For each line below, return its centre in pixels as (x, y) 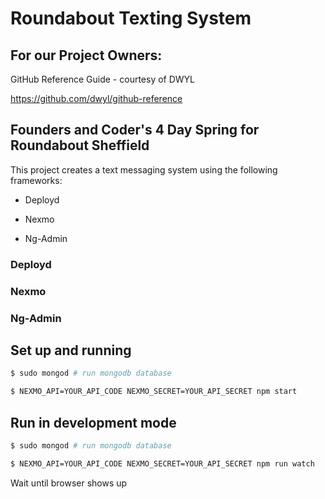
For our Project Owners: (86, 55)
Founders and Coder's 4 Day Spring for (135, 130)
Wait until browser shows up (69, 483)
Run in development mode (93, 422)
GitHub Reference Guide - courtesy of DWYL (103, 79)
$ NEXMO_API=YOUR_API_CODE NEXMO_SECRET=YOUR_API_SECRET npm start (154, 392)
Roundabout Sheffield (80, 145)
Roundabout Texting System (131, 18)
